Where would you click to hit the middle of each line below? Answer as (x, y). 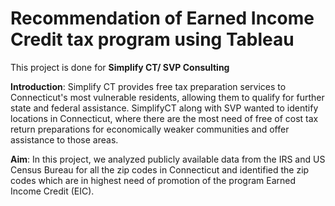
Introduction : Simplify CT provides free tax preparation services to (148, 86)
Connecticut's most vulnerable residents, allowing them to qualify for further (167, 97)
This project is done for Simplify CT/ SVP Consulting (120, 67)
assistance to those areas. (64, 139)
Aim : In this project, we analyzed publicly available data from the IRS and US (168, 159)
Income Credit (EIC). (52, 191)
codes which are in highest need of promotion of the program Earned (153, 180)
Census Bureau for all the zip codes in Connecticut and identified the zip (160, 169)
